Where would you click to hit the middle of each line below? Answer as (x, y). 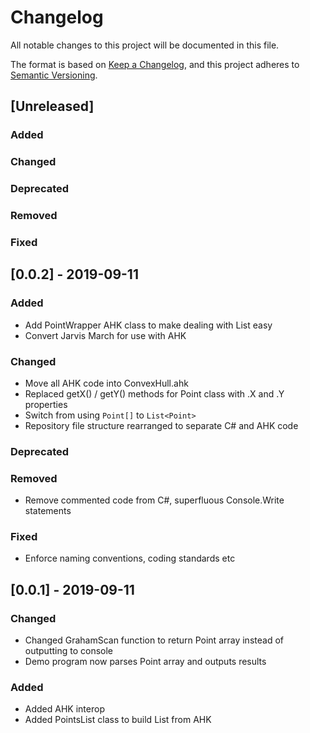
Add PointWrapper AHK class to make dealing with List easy (148, 325)
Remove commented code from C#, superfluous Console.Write (154, 500)
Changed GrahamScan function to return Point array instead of (154, 640)
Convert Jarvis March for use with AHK (105, 335)
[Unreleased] (52, 106)
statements (48, 511)
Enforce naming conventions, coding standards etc (130, 558)
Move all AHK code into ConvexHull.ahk (106, 383)
